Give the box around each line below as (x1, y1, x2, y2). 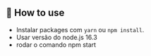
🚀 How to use (6, 7, 65, 19)
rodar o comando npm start (16, 40, 96, 49)
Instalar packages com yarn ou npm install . (16, 25, 145, 34)
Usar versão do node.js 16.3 (16, 33, 97, 41)
